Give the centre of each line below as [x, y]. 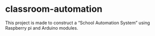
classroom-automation [54, 9]
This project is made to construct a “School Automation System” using [77, 23]
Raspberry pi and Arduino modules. [42, 28]
